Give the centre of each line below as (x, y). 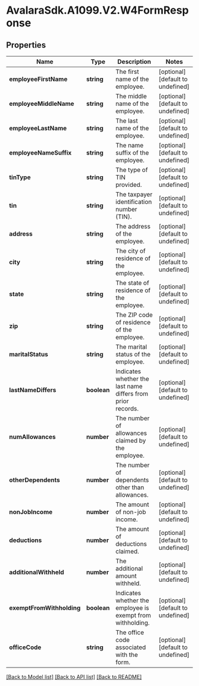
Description (134, 62)
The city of (131, 251)
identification (134, 202)
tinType (20, 177)
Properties (26, 45)
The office (130, 632)
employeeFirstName (38, 79)
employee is (132, 608)
